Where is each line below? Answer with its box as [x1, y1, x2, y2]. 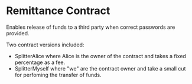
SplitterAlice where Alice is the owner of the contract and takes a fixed [14, 52, 186, 59]
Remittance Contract [6, 4, 110, 18]
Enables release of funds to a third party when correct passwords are [6, 23, 175, 31]
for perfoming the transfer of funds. [14, 71, 102, 78]
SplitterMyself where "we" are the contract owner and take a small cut [14, 65, 186, 72]
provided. [6, 29, 30, 36]
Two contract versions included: [6, 41, 84, 48]
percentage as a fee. [14, 59, 66, 66]
